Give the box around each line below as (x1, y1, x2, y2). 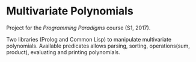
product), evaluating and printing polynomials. (6, 48, 120, 55)
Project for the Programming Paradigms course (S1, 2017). (6, 24, 151, 31)
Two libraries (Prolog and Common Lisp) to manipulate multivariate (6, 36, 172, 43)
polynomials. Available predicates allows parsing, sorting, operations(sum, (6, 42, 191, 49)
